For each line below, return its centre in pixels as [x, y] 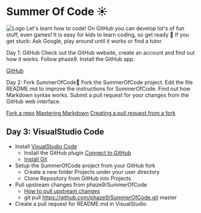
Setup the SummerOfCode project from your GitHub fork [85, 165]
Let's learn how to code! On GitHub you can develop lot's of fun [105, 28]
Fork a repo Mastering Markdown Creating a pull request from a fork [91, 113]
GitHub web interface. [34, 101]
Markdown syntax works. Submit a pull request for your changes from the [98, 95]
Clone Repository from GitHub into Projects [77, 178]
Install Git [36, 159]
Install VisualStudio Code [46, 146]
